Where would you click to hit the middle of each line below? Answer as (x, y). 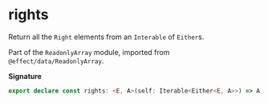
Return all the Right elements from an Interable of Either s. (106, 37)
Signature (25, 76)
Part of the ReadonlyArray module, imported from (89, 52)
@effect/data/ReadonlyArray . (56, 61)
